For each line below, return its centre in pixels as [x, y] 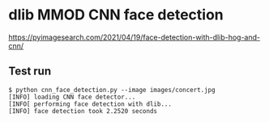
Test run [30, 72]
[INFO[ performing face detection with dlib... [90, 104]
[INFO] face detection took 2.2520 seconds [83, 111]
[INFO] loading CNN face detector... [72, 97]
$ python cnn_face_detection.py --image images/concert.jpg [112, 90]
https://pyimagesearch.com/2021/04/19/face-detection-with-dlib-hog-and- [134, 37]
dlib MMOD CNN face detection [116, 15]
